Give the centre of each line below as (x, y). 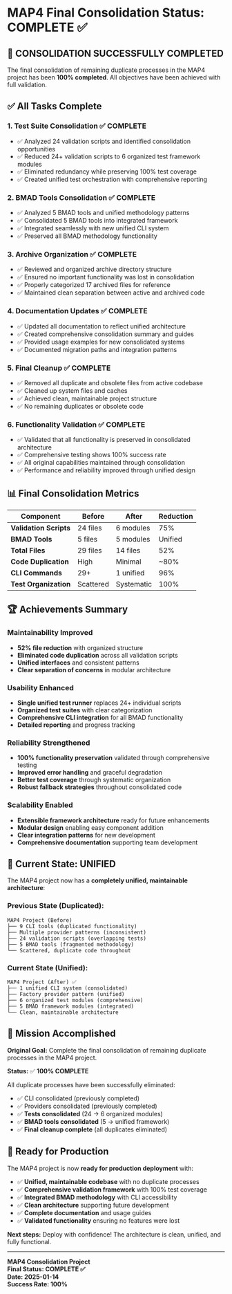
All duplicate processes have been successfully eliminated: (91, 1084)
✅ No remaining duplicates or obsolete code (80, 406)
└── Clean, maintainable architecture (63, 1012)
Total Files (28, 550)
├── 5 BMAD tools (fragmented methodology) (71, 944)
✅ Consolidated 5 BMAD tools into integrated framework (97, 220)
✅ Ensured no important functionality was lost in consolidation (106, 277)
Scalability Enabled (40, 805)
